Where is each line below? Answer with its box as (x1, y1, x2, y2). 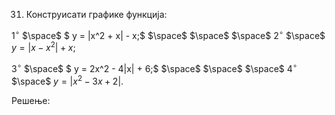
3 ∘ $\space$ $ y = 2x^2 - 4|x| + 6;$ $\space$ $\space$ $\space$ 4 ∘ (11, 61, 298, 74)
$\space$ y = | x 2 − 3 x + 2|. (11, 73, 124, 87)
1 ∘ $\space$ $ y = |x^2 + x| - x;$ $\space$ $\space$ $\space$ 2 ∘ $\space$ (11, 28, 326, 41)
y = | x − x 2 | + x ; (11, 40, 76, 54)
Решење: (11, 94, 51, 106)
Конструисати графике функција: (25, 9, 168, 20)
